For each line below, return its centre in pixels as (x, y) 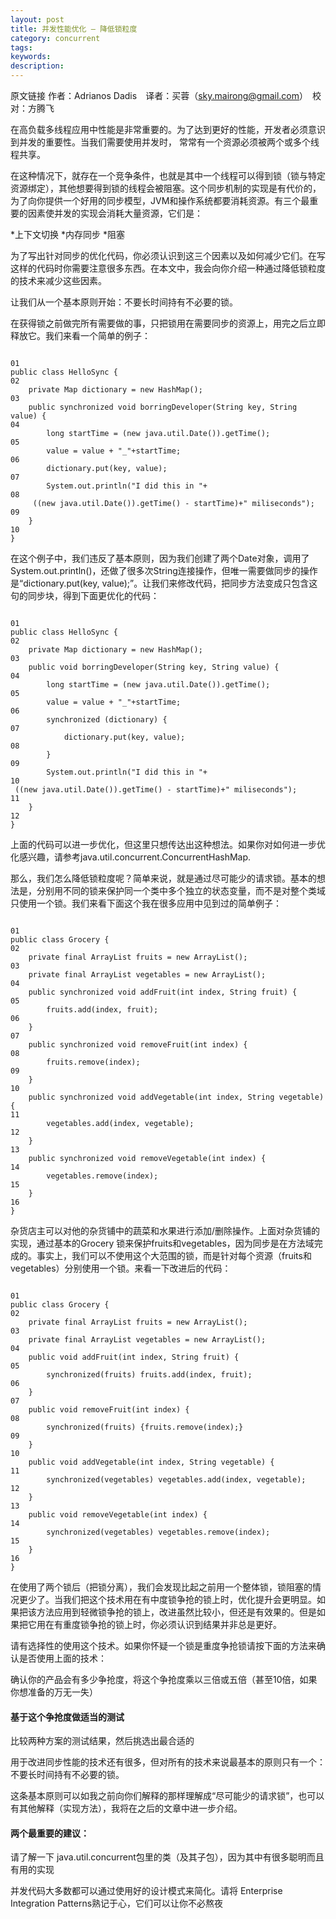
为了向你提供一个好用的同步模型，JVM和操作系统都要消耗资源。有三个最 (160, 200)
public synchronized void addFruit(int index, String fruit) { (163, 992)
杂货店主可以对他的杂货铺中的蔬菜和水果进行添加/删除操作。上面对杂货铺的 (165, 1230)
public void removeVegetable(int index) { (118, 1515)
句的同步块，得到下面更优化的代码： (85, 595)
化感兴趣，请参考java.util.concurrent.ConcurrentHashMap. (131, 857)
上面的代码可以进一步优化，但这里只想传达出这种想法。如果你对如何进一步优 (168, 844)
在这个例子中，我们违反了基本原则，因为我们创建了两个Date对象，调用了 (160, 558)
